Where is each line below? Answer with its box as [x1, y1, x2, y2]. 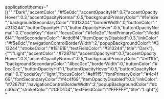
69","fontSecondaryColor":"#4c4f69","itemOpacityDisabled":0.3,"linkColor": [5, 76, 159, 82]
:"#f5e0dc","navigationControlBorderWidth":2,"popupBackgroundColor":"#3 [5, 40, 159, 46]
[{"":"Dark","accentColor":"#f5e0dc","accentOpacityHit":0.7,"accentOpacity [5, 9, 158, 15]
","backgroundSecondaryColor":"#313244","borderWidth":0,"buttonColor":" [5, 19, 158, 25]
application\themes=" [5, 4, 49, 10]
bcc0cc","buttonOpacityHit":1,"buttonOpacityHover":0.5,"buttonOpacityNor [5, 66, 157, 72]
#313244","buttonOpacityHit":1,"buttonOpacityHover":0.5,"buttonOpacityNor [5, 25, 160, 31]
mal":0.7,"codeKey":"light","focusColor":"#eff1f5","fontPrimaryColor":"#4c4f [5, 71, 159, 77]
